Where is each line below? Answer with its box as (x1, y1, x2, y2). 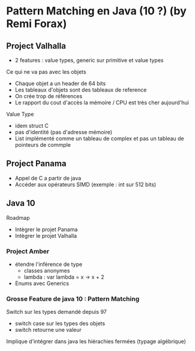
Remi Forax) (6, 17, 67, 31)
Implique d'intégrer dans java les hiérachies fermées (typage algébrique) (6, 338, 186, 345)
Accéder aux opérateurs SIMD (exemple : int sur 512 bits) (14, 181, 157, 188)
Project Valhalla (6, 41, 66, 51)
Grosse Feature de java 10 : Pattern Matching (6, 295, 140, 303)
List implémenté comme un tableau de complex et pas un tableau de (14, 135, 184, 142)
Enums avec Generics (14, 280, 69, 287)
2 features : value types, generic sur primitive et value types (14, 57, 164, 63)
